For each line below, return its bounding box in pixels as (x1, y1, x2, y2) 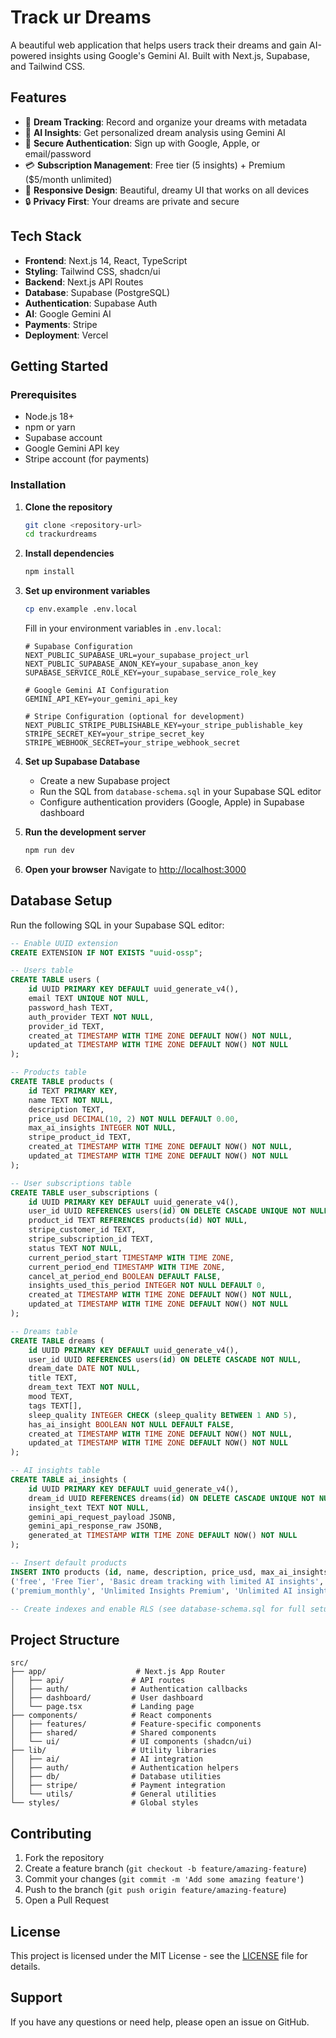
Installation (10, 478, 67, 492)
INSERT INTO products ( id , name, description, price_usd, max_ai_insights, (10, 1567, 333, 1577)
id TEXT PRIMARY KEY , (28, 1086, 118, 1096)
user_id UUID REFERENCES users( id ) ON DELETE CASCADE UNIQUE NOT (28, 1206, 307, 1216)
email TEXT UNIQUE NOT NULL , (28, 994, 150, 1004)
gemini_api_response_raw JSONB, (28, 1521, 163, 1531)
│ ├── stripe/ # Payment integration (10, 1781, 226, 1791)
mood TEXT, (28, 1392, 74, 1402)
